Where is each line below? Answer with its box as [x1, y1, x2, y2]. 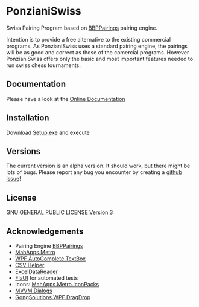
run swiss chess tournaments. [6, 62, 81, 69]
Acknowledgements [6, 226, 84, 236]
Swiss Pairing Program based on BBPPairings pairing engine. [6, 24, 158, 31]
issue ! [6, 175, 21, 183]
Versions [6, 146, 41, 157]
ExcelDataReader [14, 268, 58, 275]
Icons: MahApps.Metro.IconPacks [14, 281, 99, 288]
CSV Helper [14, 262, 45, 268]
